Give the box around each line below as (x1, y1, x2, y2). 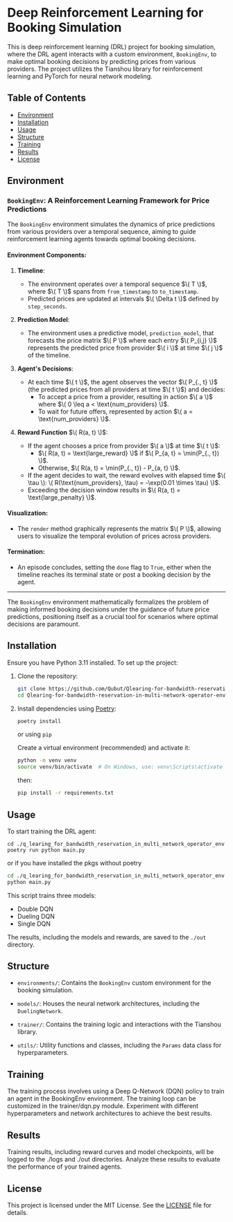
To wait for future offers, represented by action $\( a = (37, 407, 193, 416)
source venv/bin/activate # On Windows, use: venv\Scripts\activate (17, 763, 223, 771)
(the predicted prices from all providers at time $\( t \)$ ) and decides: (27, 385, 225, 393)
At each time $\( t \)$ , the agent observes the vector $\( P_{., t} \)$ (27, 377, 218, 386)
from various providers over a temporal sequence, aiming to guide (7, 228, 196, 236)
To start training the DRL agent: (7, 827, 97, 835)
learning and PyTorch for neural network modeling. (7, 71, 153, 80)
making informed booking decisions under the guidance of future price (7, 605, 210, 613)
